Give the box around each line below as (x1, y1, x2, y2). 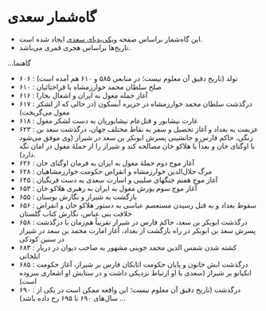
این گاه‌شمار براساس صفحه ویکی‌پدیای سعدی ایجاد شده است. (18, 34, 203, 44)
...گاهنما (7, 58, 32, 68)
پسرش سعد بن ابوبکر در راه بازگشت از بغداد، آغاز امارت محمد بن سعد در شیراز (18, 225, 256, 235)
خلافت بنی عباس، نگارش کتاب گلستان (18, 208, 132, 218)
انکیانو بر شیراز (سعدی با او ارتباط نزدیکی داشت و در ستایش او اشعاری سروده (18, 267, 252, 278)
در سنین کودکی (18, 234, 65, 243)
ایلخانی (18, 251, 41, 260)
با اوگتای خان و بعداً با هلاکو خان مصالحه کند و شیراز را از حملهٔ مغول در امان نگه (18, 141, 256, 150)
